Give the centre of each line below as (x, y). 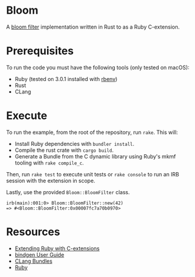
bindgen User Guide (39, 254)
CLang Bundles (33, 261)
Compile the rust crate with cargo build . (64, 150)
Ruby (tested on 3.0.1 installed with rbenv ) (66, 79)
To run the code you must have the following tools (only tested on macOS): (98, 67)
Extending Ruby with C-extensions (57, 248)
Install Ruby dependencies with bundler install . (75, 144)
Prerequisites (40, 51)
